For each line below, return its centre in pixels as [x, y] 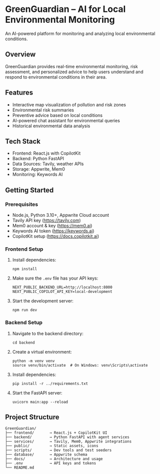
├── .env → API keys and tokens [51, 464]
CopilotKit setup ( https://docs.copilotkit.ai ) [55, 236]
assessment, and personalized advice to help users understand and [74, 72]
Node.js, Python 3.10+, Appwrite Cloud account [61, 215]
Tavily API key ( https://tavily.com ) [47, 220]
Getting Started [29, 190]
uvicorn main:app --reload [40, 402]
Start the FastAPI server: [37, 393]
